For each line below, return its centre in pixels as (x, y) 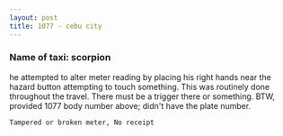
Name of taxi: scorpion (60, 58)
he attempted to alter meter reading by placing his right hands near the (140, 77)
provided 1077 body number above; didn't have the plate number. (130, 105)
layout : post (34, 18)
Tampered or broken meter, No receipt (82, 122)
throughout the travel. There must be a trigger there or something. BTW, (142, 96)
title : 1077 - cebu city (56, 26)
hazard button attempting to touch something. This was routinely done (140, 86)
